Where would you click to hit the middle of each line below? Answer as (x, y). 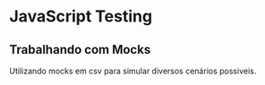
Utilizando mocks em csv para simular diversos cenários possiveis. (133, 71)
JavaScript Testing (81, 17)
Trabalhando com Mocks (80, 50)
